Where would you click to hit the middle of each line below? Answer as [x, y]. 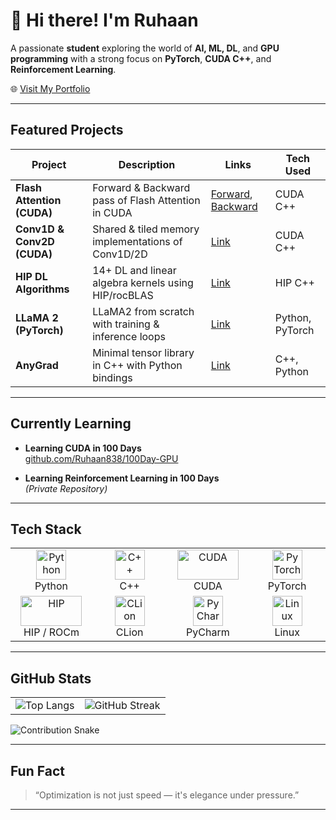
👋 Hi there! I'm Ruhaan [104, 20]
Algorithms [42, 289]
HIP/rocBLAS [123, 295]
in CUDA [112, 212]
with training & [126, 324]
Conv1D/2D [120, 254]
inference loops [129, 336]
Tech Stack [46, 529]
